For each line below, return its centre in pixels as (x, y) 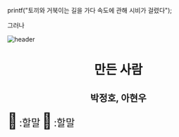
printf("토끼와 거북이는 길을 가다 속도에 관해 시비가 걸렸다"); (90, 10)
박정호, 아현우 (118, 98)
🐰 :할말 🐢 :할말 (41, 120)
